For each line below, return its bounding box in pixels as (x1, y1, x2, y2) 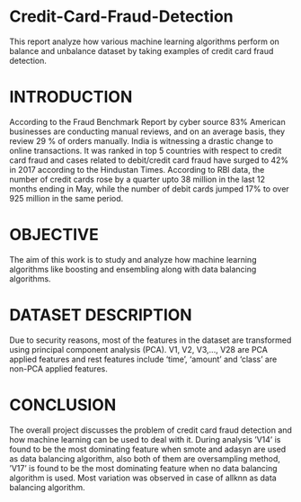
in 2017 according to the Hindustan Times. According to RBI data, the (9, 164, 265, 175)
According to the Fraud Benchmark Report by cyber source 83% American (9, 116, 286, 127)
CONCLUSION (9, 394, 117, 415)
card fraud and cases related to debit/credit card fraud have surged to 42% (9, 155, 289, 166)
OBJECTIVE (9, 225, 99, 245)
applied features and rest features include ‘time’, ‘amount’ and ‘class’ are (9, 354, 278, 364)
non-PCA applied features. (9, 363, 108, 374)
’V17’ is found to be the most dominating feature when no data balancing (9, 462, 278, 473)
